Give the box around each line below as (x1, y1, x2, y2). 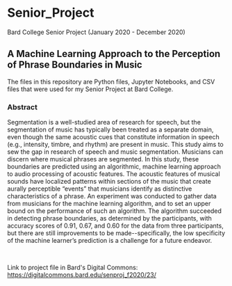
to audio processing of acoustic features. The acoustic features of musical (7, 170, 220, 178)
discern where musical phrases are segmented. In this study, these (7, 155, 199, 164)
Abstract (7, 102, 38, 112)
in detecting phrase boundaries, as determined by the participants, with (7, 214, 212, 223)
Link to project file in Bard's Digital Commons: (7, 263, 138, 272)
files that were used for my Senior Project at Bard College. (7, 85, 174, 93)
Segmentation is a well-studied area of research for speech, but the (7, 118, 201, 127)
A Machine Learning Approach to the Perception (7, 48, 221, 60)
